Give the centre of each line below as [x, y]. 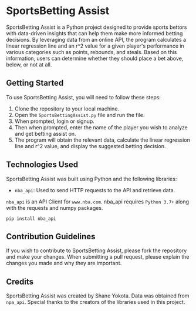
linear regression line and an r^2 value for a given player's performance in [95, 46]
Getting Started [35, 83]
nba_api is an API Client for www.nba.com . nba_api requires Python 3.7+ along [98, 202]
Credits [20, 281]
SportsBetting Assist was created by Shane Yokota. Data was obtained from [98, 296]
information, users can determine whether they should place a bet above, [95, 58]
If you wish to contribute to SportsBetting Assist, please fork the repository [97, 250]
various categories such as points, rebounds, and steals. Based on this [92, 52]
